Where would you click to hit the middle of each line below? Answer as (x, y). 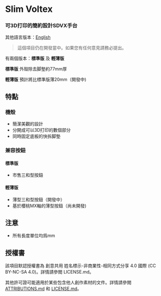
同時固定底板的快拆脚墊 (36, 136)
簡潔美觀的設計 (28, 124)
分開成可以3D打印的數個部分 (41, 130)
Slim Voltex (29, 9)
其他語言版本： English (28, 37)
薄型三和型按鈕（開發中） (39, 199)
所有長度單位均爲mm (34, 236)
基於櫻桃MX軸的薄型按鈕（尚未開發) (49, 206)
